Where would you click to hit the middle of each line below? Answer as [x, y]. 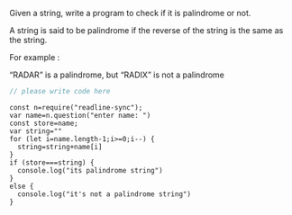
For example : [35, 57]
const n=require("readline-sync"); [76, 107]
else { [22, 186]
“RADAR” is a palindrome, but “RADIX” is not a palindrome [117, 75]
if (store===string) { [52, 162]
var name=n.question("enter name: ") [80, 115]
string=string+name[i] [60, 147]
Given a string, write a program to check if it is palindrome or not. [130, 13]
